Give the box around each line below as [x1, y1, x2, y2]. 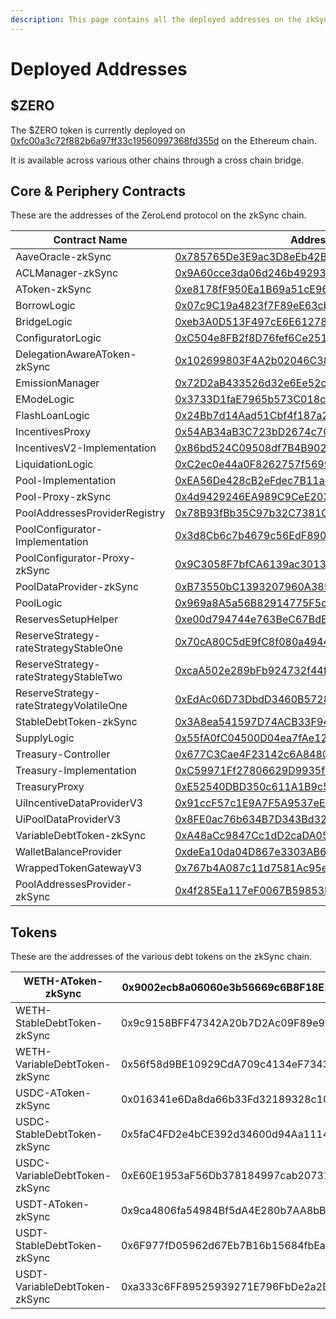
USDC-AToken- [15, 1086, 92, 1100]
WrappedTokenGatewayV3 [15, 861, 143, 875]
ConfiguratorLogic [15, 331, 102, 345]
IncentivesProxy [15, 425, 92, 439]
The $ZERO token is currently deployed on [10, 124, 186, 136]
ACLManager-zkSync [15, 266, 119, 280]
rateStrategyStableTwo [15, 670, 123, 684]
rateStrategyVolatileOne [15, 699, 128, 713]
